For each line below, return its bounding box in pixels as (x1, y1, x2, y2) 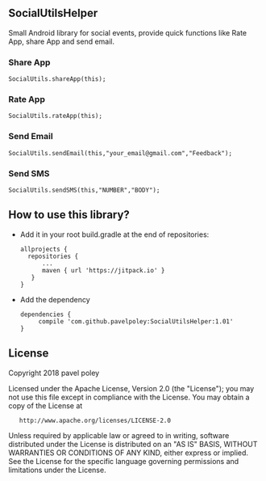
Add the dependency (19, 294, 90, 304)
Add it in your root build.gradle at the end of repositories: (19, 230, 210, 239)
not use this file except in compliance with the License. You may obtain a (8, 392, 250, 402)
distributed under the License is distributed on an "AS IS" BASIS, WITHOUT (8, 439, 258, 449)
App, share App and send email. (8, 36, 115, 46)
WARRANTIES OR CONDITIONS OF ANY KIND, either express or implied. (8, 448, 248, 458)
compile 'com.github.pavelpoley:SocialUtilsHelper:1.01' (38, 317, 234, 326)
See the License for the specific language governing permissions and (8, 456, 239, 466)
